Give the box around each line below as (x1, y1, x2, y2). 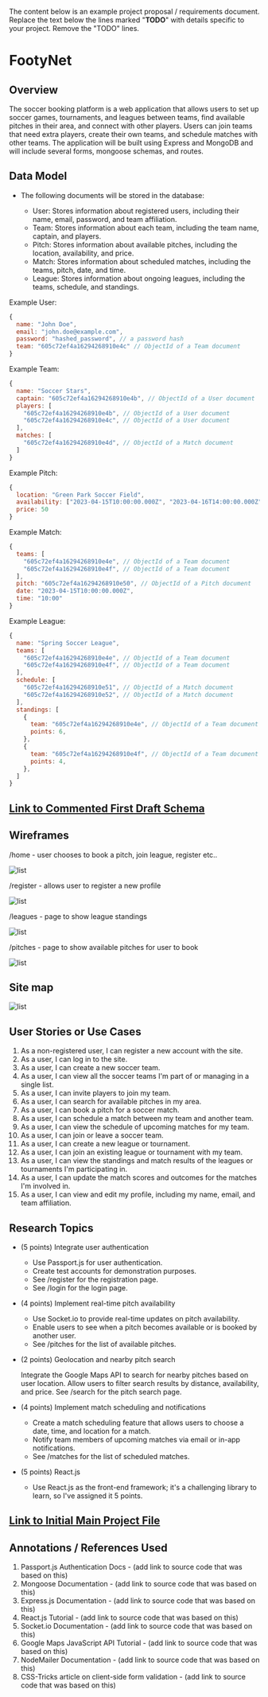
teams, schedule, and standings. (32, 282, 140, 291)
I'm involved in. (20, 1181, 71, 1191)
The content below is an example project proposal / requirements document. (9, 7, 260, 16)
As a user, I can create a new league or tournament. (20, 1139, 190, 1149)
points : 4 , (29, 757, 67, 765)
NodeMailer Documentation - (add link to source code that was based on (20, 1655, 261, 1665)
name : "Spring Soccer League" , (16, 639, 120, 647)
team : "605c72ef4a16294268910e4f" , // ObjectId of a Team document (29, 749, 259, 758)
